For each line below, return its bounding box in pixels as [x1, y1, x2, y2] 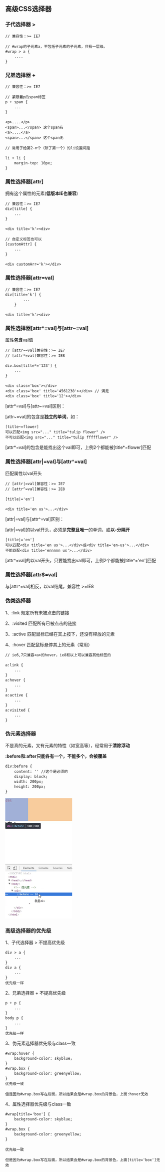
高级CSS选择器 [5, 5, 52, 14]
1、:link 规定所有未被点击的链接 [5, 609, 69, 615]
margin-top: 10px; [14, 160, 52, 165]
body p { [5, 1016, 23, 1021]
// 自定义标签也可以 [5, 237, 42, 242]
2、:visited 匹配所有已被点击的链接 [5, 620, 76, 626]
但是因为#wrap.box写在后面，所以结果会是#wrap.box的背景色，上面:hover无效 [5, 1092, 148, 1097]
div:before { [5, 764, 32, 769]
